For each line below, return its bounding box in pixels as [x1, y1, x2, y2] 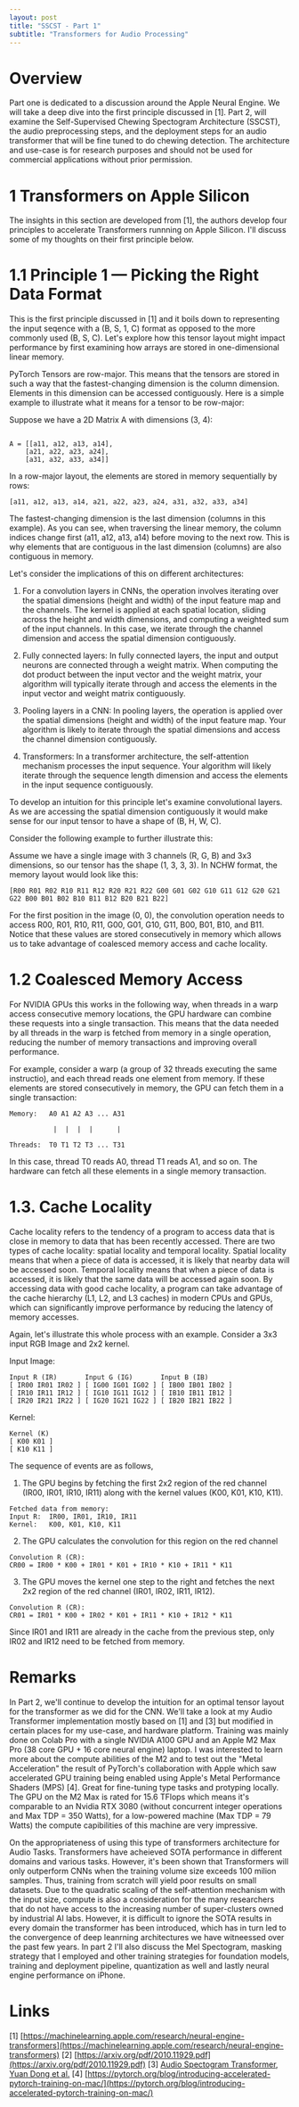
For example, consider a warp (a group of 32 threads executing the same [9, 1064, 278, 1074]
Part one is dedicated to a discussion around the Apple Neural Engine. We [9, 97, 280, 108]
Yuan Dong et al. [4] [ [9, 2068, 88, 2078]
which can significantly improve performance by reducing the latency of [9, 1303, 274, 1313]
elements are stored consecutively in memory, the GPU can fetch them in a [9, 1082, 285, 1093]
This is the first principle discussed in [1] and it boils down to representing [9, 314, 280, 325]
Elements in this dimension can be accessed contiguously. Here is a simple [9, 388, 285, 399]
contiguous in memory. [9, 551, 93, 562]
